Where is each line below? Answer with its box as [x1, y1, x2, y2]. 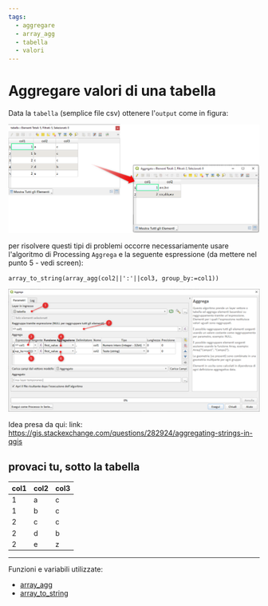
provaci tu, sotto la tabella [8, 460, 140, 473]
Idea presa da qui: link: [8, 420, 83, 430]
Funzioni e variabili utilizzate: [8, 564, 104, 574]
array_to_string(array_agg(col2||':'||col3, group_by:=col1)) [8, 275, 219, 283]
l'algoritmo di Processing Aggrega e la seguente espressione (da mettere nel [8, 250, 258, 259]
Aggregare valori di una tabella [8, 82, 217, 100]
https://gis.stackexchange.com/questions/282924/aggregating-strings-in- [8, 428, 254, 438]
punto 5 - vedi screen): [8, 258, 84, 267]
